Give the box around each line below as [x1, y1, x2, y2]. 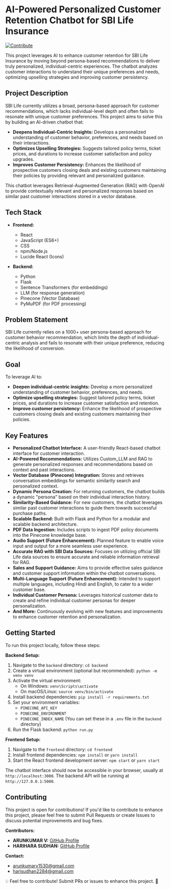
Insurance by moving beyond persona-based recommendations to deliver [5, 57, 160, 64]
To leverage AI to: [5, 374, 42, 380]
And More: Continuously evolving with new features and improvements [12, 609, 163, 614]
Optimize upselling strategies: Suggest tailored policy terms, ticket [12, 395, 155, 401]
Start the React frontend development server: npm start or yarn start [12, 757, 160, 763]
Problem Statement [5, 315, 68, 324]
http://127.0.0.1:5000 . [5, 778, 55, 784]
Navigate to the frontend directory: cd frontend [12, 746, 113, 752]
